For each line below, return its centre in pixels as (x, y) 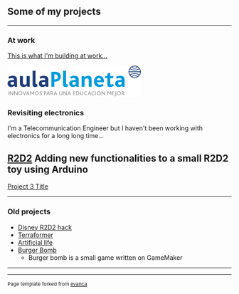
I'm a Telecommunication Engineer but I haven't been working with (105, 128)
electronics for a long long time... (56, 136)
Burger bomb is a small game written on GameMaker (105, 257)
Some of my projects (54, 12)
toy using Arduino (48, 169)
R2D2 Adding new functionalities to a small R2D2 (118, 158)
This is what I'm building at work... (58, 56)
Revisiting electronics (46, 113)
